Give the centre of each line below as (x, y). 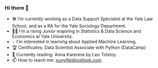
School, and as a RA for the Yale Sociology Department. (69, 26)
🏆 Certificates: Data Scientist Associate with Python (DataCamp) (79, 48)
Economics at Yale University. (42, 36)
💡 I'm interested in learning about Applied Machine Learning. (74, 42)
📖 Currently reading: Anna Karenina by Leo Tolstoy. (64, 55)
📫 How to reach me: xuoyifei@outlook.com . (57, 60)
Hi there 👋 (17, 8)
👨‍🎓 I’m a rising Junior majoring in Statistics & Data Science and (77, 31)
